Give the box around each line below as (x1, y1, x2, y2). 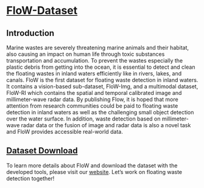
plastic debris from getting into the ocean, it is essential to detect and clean (6, 63, 195, 71)
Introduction (6, 28, 55, 38)
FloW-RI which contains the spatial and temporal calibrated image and (6, 89, 182, 96)
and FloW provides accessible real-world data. (6, 128, 124, 135)
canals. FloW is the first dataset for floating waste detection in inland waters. (6, 77, 199, 83)
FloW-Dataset (6, 4, 78, 18)
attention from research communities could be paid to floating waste (6, 102, 178, 110)
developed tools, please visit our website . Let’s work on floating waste (6, 168, 183, 175)
